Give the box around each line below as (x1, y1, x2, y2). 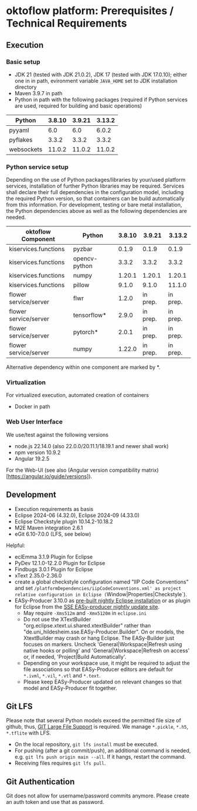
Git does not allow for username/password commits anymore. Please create (6, 792, 189, 799)
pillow (73, 281, 90, 289)
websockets (9, 145, 43, 153)
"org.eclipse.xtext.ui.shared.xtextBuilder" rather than (23, 622, 151, 629)
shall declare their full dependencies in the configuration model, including (6, 189, 184, 196)
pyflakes (9, 135, 33, 143)
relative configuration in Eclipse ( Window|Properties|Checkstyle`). (14, 590, 188, 598)
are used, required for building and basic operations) (14, 102, 142, 109)
